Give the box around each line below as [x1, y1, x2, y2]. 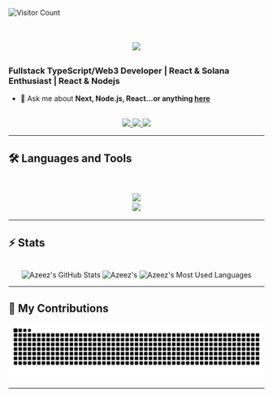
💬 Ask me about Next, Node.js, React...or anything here [19, 94, 210, 103]
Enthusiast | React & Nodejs [8, 76, 120, 87]
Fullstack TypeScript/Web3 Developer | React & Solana [8, 65, 230, 76]
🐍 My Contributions [8, 301, 110, 315]
